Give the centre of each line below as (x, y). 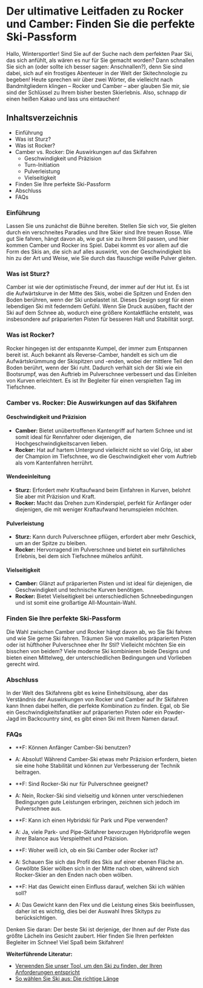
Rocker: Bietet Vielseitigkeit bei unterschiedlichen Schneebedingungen (104, 596)
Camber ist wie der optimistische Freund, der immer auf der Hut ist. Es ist (98, 287)
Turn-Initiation (42, 164)
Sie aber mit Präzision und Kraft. (55, 496)
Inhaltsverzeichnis (42, 118)
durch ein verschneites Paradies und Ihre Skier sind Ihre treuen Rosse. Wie (99, 232)
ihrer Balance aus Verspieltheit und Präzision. (72, 839)
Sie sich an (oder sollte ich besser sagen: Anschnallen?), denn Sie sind (95, 66)
